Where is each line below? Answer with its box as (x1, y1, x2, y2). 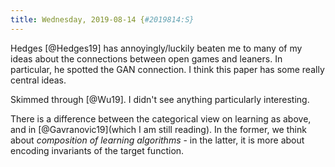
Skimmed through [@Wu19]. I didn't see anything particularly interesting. (10, 93, 310, 105)
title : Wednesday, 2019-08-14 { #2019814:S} (10, 14, 195, 25)
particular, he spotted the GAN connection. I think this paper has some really (10, 63, 325, 75)
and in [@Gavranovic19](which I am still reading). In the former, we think (10, 123, 307, 135)
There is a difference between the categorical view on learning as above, (10, 112, 312, 125)
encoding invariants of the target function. (10, 144, 185, 156)
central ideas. (10, 74, 67, 86)
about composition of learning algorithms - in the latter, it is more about (10, 134, 305, 146)
